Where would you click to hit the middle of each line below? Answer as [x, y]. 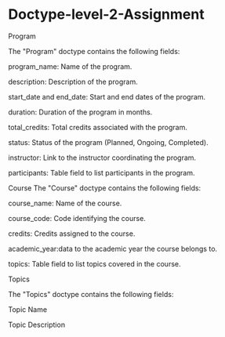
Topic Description [36, 324]
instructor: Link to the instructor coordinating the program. [102, 158]
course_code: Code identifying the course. [77, 218]
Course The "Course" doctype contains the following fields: [105, 188]
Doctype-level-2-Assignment [107, 14]
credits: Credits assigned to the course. [72, 234]
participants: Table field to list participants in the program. [102, 172]
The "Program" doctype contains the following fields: [94, 51]
